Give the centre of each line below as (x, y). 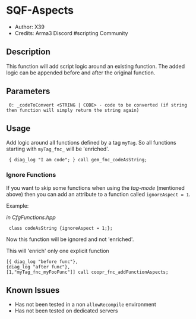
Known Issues (33, 290)
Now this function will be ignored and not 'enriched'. (70, 239)
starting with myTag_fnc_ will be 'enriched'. (58, 149)
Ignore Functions (31, 175)
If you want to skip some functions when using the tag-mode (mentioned (96, 187)
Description (28, 52)
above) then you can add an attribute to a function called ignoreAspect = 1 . (98, 194)
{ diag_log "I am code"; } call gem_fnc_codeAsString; (78, 160)
